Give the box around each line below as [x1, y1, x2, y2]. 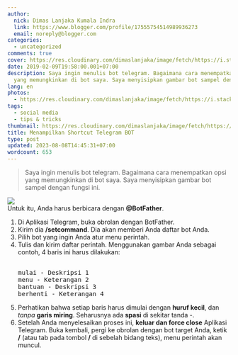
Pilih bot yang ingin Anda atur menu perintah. [17, 233, 150, 241]
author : [7, 10, 30, 18]
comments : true [7, 50, 52, 57]
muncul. [17, 341, 42, 349]
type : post [7, 135, 40, 142]
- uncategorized [13, 43, 62, 50]
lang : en [7, 83, 33, 90]
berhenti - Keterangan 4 [17, 290, 104, 298]
